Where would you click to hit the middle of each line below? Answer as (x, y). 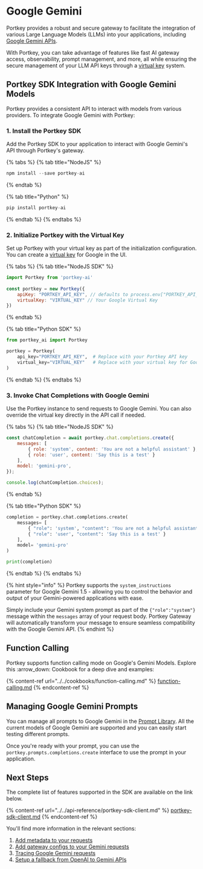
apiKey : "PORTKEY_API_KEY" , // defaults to (73, 294)
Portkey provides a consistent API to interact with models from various (94, 109)
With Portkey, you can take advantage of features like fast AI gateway (93, 52)
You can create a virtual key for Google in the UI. (67, 255)
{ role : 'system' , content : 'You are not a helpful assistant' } (112, 449)
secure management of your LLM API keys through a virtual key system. (96, 65)
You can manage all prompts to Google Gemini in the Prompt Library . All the (100, 721)
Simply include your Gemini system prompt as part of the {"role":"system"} (101, 610)
